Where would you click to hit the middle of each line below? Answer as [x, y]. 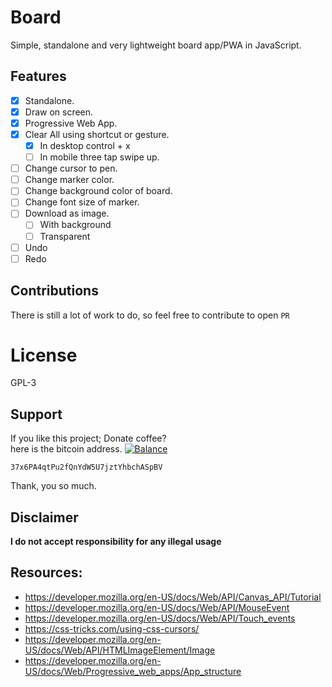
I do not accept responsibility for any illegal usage [116, 542]
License [44, 355]
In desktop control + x [85, 145]
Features [38, 76]
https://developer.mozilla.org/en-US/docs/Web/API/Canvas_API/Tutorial [173, 597]
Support [36, 414]
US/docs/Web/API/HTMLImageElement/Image [120, 650]
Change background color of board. [98, 191]
